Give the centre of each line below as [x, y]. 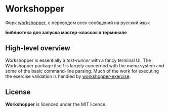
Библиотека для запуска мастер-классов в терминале [66, 32]
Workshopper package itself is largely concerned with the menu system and [85, 65]
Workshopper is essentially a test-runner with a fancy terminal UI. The [78, 60]
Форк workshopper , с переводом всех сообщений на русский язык [78, 23]
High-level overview [38, 48]
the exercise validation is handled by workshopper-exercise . [68, 76]
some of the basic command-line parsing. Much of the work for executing [82, 71]
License [18, 92]
